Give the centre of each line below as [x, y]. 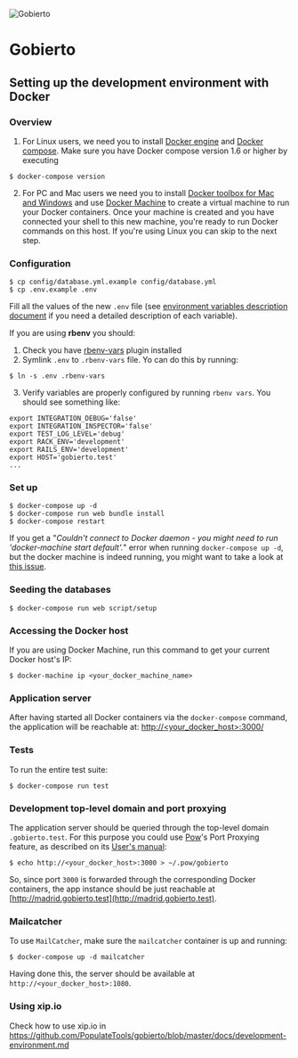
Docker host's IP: [41, 660]
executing [40, 160]
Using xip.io [36, 1006]
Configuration [40, 263]
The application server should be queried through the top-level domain [139, 827]
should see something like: [71, 402]
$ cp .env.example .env [53, 290]
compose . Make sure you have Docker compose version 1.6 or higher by [154, 151]
